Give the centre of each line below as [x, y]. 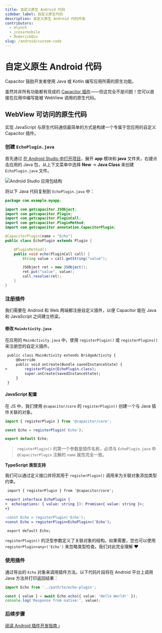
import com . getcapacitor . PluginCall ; [43, 218]
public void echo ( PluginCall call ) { [52, 254]
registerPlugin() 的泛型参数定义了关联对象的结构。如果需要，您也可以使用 [81, 541]
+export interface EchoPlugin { [38, 500]
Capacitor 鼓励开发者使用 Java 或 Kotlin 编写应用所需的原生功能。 [71, 81]
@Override [26, 360]
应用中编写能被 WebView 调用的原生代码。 [56, 97]
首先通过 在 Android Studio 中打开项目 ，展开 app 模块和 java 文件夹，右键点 [81, 158]
